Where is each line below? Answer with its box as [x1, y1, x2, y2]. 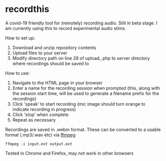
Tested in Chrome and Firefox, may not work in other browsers [5, 150, 134, 156]
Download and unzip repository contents [12, 44, 96, 50]
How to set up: [5, 35, 35, 41]
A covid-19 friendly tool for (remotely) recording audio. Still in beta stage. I [5, 20, 158, 26]
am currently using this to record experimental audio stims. [5, 25, 126, 31]
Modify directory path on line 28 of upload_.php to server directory [12, 55, 150, 61]
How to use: [5, 70, 30, 76]
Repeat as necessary [12, 117, 56, 123]
